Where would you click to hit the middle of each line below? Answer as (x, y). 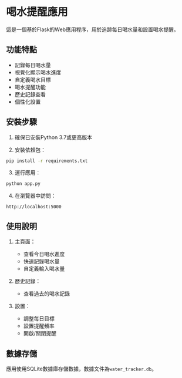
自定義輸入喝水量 (44, 269)
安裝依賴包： (30, 150)
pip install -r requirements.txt (47, 161)
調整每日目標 (39, 319)
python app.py (23, 184)
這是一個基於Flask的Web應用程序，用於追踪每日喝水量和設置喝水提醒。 (92, 29)
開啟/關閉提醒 (40, 333)
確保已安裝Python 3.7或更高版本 (53, 137)
